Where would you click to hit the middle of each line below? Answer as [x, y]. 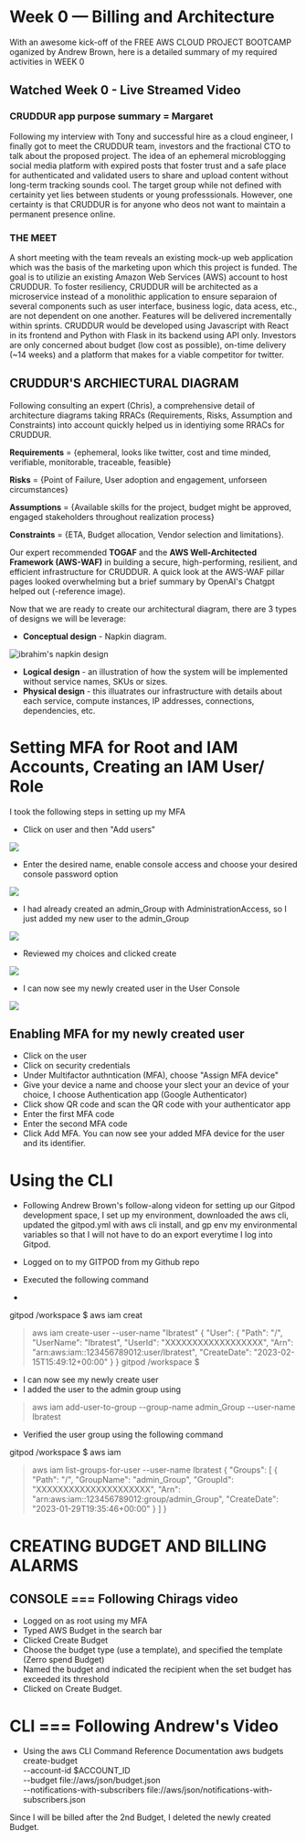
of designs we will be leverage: [68, 618]
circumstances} [39, 489]
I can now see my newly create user [90, 1380]
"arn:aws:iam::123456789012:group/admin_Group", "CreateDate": [155, 1499]
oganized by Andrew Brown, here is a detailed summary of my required [143, 51]
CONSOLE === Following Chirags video [124, 1599]
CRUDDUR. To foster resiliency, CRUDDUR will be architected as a [134, 286]
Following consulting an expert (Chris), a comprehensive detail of [132, 405]
